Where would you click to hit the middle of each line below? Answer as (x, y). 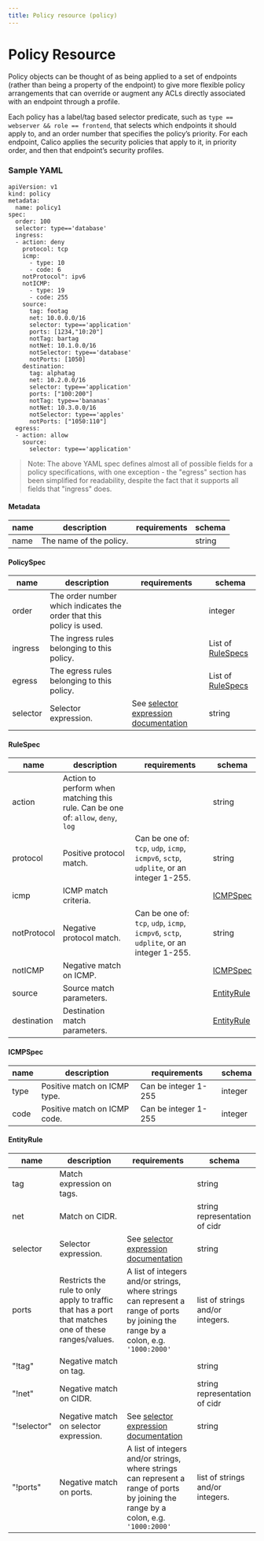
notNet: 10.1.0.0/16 (62, 345)
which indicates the (86, 606)
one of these (82, 1329)
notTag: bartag (54, 339)
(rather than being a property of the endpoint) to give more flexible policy (126, 84)
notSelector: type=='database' (80, 352)
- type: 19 (47, 290)
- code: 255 (48, 297)
